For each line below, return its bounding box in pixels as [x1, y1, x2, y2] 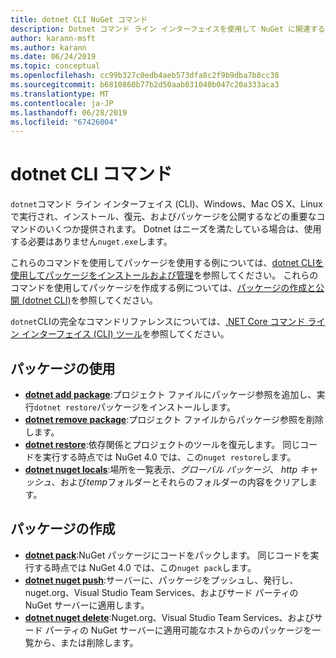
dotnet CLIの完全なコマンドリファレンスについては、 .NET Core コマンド [10, 316, 306, 328]
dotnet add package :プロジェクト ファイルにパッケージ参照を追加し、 [24, 389, 317, 400]
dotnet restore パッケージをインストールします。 [33, 401, 237, 413]
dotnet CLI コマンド [10, 163, 173, 186]
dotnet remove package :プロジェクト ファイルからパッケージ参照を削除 [24, 414, 324, 425]
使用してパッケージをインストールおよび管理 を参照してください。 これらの [10, 269, 319, 281]
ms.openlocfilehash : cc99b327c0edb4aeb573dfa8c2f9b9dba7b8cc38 [10, 71, 280, 81]
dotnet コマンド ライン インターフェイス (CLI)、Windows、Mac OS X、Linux [10, 198, 323, 210]
